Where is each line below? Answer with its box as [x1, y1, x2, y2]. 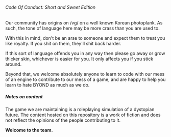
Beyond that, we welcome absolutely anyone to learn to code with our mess [5, 71, 165, 77]
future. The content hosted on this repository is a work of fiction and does [5, 112, 161, 118]
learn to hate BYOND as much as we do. [5, 82, 90, 88]
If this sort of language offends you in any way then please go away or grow [5, 50, 165, 57]
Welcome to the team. [5, 127, 53, 133]
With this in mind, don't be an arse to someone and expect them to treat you [5, 35, 165, 41]
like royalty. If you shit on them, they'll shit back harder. [5, 41, 121, 47]
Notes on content [5, 93, 43, 99]
